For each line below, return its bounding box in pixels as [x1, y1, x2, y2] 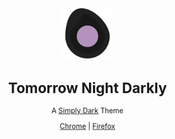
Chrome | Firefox [59, 121, 116, 131]
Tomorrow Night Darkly [7, 80, 168, 97]
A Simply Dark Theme [51, 105, 124, 115]
